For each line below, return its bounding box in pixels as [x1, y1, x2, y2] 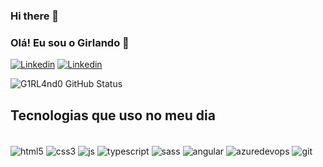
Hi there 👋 [10, 9, 60, 23]
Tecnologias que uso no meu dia [10, 107, 216, 124]
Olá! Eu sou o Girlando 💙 [10, 35, 130, 49]
